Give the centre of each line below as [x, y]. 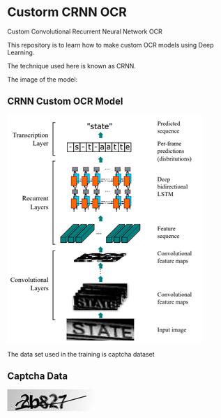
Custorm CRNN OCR [67, 12]
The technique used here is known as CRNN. [71, 66]
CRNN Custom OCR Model [65, 102]
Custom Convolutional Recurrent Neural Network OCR [85, 31]
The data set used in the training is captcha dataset [81, 354]
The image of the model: [43, 79]
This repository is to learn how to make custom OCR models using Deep [110, 45]
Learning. [21, 52]
